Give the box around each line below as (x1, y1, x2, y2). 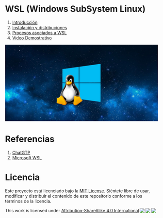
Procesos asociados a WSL (12, 30, 67, 35)
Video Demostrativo (12, 35, 52, 41)
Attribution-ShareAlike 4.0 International (61, 207, 139, 213)
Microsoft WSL (12, 154, 42, 161)
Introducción (12, 19, 38, 25)
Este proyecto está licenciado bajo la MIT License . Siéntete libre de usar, (5, 188, 150, 194)
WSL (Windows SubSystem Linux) (5, 3, 146, 15)
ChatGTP (12, 150, 31, 155)
